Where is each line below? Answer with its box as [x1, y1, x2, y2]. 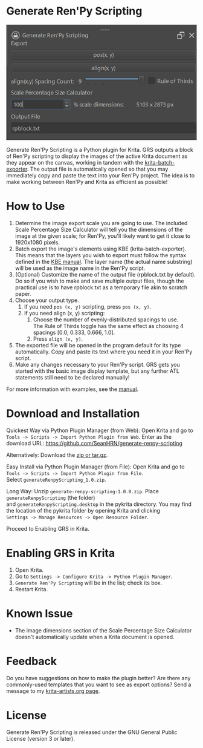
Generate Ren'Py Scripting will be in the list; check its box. [14, 579, 162, 586]
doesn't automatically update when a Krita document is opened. [14, 633, 175, 640]
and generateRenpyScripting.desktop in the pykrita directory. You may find [6, 500, 192, 508]
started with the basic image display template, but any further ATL [14, 367, 180, 375]
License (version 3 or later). [6, 735, 76, 742]
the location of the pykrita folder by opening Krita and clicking [6, 507, 161, 514]
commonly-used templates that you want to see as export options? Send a [6, 681, 192, 688]
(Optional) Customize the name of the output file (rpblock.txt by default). [14, 271, 196, 278]
